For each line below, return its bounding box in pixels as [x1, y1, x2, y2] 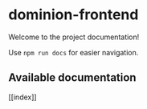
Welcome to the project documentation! [8, 32, 140, 42]
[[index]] [8, 92, 38, 102]
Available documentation [8, 71, 137, 85]
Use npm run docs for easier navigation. [8, 47, 139, 57]
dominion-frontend [8, 6, 139, 24]
